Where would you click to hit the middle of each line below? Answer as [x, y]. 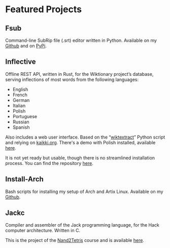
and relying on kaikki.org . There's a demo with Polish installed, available [80, 142]
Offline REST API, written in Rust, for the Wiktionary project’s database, [79, 74]
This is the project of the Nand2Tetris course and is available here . [75, 240]
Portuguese [25, 116]
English [20, 89]
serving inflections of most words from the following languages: [72, 79]
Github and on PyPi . [26, 46]
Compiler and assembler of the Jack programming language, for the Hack [82, 225]
